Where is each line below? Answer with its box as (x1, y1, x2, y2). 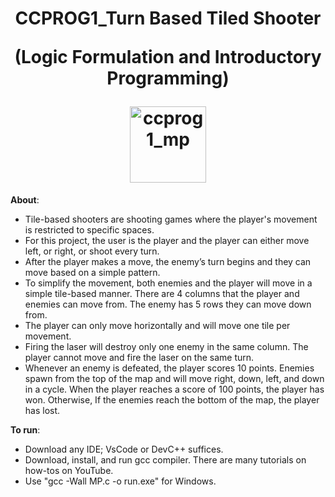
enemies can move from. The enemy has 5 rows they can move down (24, 298, 312, 310)
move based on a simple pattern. (24, 266, 161, 278)
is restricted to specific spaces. (24, 223, 155, 236)
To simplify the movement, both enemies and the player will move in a (24, 277, 313, 289)
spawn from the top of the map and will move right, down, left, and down (24, 372, 325, 384)
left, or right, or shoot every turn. (24, 245, 160, 257)
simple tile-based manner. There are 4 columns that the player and (24, 287, 300, 299)
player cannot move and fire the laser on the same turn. (24, 351, 255, 363)
